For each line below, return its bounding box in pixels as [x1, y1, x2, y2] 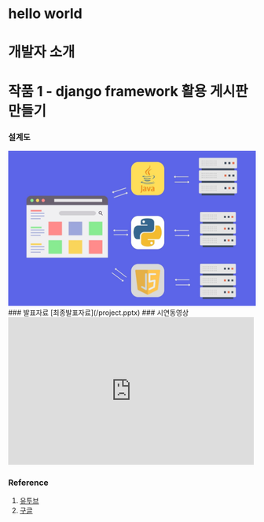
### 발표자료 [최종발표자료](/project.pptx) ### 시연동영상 [8, 308, 189, 317]
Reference [8, 477, 49, 488]
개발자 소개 [8, 43, 75, 61]
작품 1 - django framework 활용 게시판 [8, 82, 249, 100]
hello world [8, 5, 82, 23]
